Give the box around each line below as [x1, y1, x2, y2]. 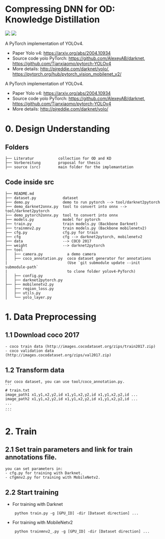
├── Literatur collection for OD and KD [5, 156, 112, 161]
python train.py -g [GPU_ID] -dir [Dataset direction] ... [14, 511, 139, 516]
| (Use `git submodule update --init [5, 260, 140, 265]
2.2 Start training [5, 488, 59, 497]
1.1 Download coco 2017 [5, 331, 80, 339]
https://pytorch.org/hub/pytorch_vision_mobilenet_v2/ [12, 71, 122, 77]
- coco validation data [5, 348, 54, 353]
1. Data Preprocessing [5, 311, 97, 322]
